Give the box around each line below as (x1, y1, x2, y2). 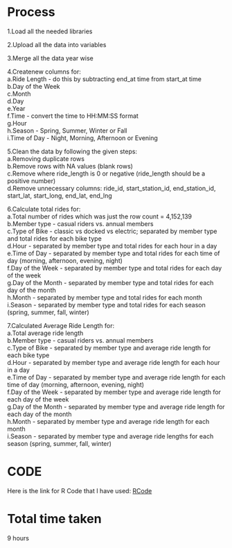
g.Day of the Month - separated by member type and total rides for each (7, 278, 214, 286)
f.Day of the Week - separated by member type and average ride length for (7, 388, 222, 396)
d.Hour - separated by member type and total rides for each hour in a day (7, 241, 217, 250)
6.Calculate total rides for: (7, 205, 81, 213)
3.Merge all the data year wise (7, 53, 93, 62)
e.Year (7, 104, 26, 112)
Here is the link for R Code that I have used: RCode (7, 486, 152, 495)
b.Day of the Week (7, 82, 60, 90)
